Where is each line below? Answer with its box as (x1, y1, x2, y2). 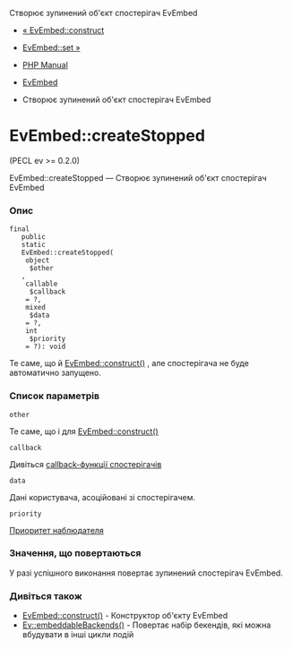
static (21, 241, 47, 250)
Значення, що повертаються (9, 547, 142, 559)
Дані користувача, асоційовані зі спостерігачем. (9, 491, 196, 502)
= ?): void (25, 342, 66, 352)
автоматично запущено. (9, 367, 101, 379)
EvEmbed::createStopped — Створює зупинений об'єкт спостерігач (9, 172, 267, 183)
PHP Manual (21, 60, 69, 70)
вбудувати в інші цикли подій (21, 629, 134, 640)
